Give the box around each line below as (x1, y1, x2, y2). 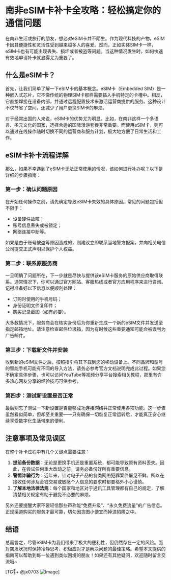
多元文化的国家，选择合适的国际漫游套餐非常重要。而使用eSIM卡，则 (14, 122, 159, 128)
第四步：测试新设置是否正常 (5, 392, 73, 399)
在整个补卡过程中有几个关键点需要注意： (5, 448, 90, 455)
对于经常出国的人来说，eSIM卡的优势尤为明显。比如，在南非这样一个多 (5, 115, 154, 122)
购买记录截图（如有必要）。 (12, 309, 69, 315)
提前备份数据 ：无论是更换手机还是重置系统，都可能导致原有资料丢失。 (12, 459, 160, 466)
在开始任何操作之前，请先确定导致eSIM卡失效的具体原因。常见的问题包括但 (5, 198, 163, 204)
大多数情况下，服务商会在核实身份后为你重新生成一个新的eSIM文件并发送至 (5, 320, 163, 326)
